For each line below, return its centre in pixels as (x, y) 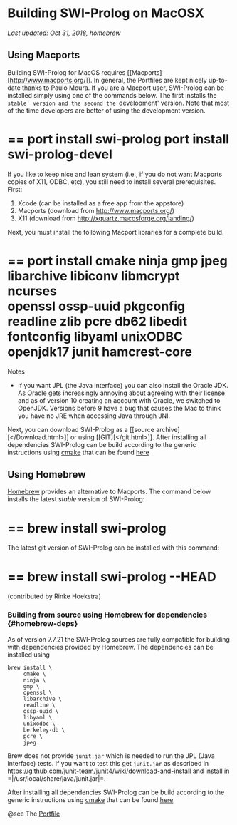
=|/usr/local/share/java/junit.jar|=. (57, 778)
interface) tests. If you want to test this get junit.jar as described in (108, 763)
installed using (28, 655)
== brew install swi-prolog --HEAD (112, 577)
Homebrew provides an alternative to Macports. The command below (109, 492)
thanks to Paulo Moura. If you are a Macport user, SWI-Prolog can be (123, 88)
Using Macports (44, 55)
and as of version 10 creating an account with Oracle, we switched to (119, 400)
